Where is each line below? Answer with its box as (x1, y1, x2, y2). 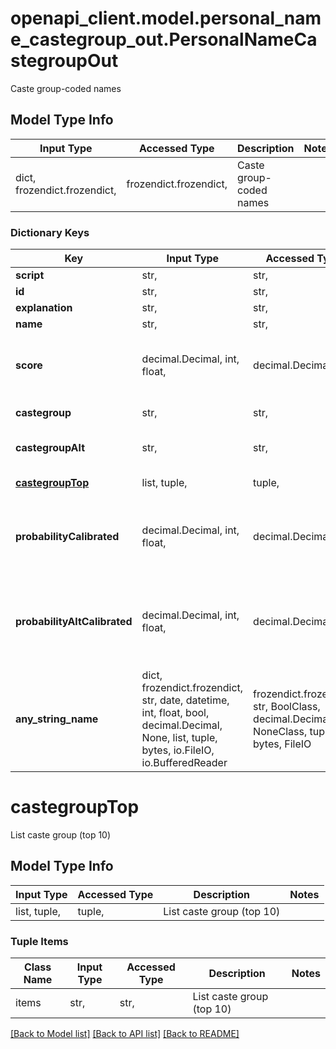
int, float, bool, (141, 706, 210, 720)
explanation (15, 301, 73, 315)
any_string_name (15, 712, 99, 726)
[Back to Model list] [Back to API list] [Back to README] (10, 1028, 240, 1040)
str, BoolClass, (253, 700, 321, 714)
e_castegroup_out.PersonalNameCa (10, 28, 318, 51)
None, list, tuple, (141, 731, 218, 745)
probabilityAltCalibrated (15, 615, 133, 629)
